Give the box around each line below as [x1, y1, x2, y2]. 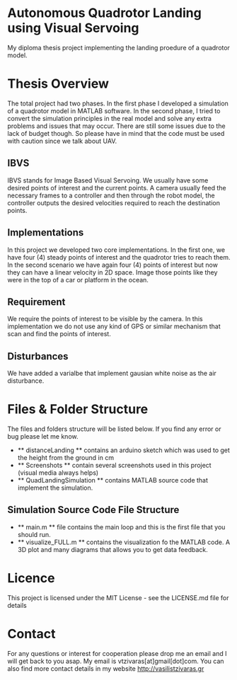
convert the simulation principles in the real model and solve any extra [7, 114, 212, 122]
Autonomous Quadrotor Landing [7, 5, 202, 21]
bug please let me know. [7, 432, 79, 441]
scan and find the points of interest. [7, 330, 111, 338]
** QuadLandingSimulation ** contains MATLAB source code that [17, 476, 209, 485]
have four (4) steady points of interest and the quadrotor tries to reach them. [7, 253, 231, 261]
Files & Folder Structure [7, 401, 149, 417]
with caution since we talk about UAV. [7, 137, 117, 145]
